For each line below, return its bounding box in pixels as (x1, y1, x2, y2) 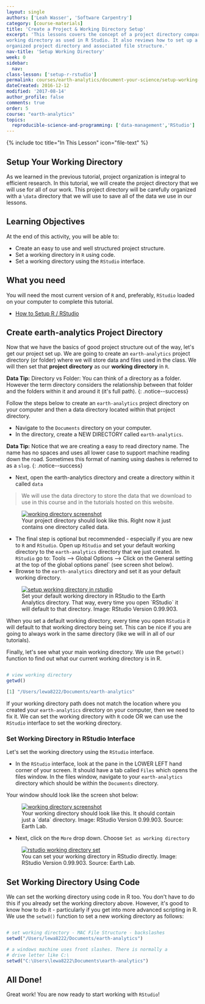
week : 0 (6, 54, 26, 60)
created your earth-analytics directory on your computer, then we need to (6, 706, 195, 714)
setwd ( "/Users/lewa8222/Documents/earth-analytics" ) (6, 935, 143, 941)
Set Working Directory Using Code (6, 877, 140, 887)
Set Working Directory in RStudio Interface (6, 734, 135, 743)
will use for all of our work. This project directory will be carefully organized (6, 185, 196, 193)
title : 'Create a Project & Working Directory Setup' (6, 26, 146, 32)
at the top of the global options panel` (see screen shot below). (15, 561, 174, 568)
